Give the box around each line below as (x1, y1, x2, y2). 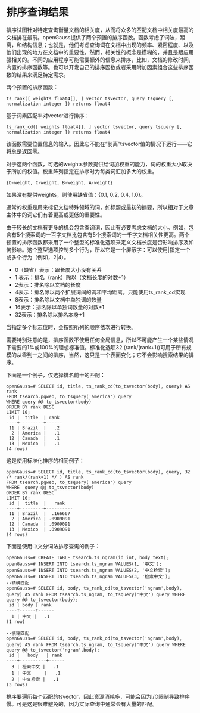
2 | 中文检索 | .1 (11, 676, 59, 683)
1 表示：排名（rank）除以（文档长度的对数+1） (14, 274, 129, 281)
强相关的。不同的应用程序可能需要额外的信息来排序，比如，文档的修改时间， (6, 56, 194, 63)
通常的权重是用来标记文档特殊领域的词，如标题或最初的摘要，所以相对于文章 (6, 203, 194, 210)
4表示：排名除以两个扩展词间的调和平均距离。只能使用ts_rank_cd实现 (14, 289, 186, 296)
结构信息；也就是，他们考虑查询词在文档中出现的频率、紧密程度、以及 (21, 41, 194, 48)
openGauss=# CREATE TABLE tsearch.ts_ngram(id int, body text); (6, 554, 169, 560)
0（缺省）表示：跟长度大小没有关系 (14, 266, 102, 273)
